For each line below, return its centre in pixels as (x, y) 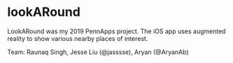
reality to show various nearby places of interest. (78, 38)
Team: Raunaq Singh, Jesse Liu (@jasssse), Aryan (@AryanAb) (98, 52)
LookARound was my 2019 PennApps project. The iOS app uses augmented (116, 31)
